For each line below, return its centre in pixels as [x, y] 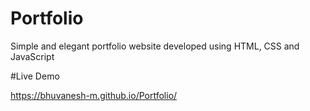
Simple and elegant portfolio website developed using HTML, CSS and [155, 46]
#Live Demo [35, 76]
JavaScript [32, 56]
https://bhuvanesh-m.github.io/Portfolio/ [94, 95]
